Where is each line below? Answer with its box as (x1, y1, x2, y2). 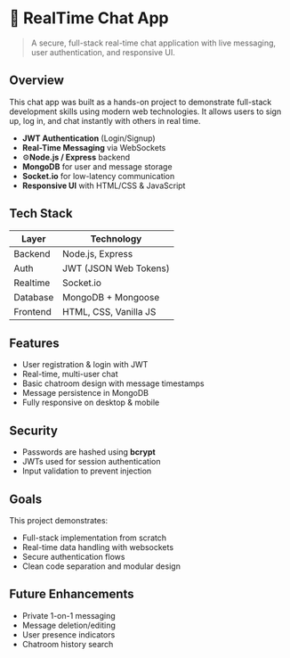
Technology (90, 232, 142, 244)
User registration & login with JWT (21, 359, 149, 370)
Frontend (13, 305, 52, 317)
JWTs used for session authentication (21, 456, 161, 467)
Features (9, 335, 60, 350)
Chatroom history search (21, 638, 114, 649)
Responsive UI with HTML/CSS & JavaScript (21, 180, 186, 191)
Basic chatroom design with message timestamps (21, 378, 205, 389)
